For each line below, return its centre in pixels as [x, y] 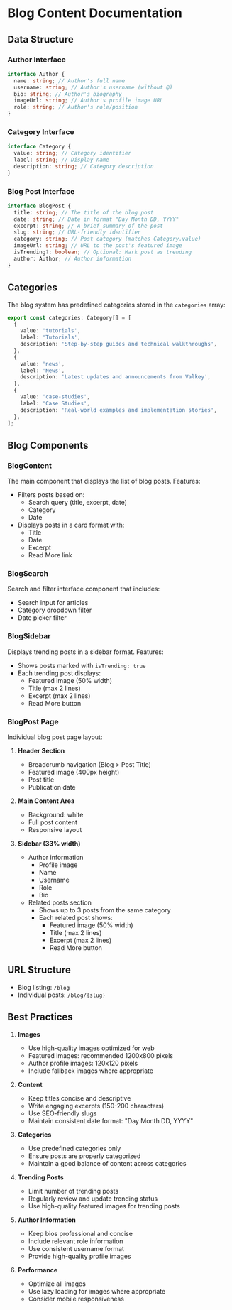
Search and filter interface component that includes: [84, 589]
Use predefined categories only [74, 1148]
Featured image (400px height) [74, 772]
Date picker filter [42, 618]
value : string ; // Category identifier [73, 153]
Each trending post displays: [59, 673]
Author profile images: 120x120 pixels [83, 1063]
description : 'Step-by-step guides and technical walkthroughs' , [119, 344]
